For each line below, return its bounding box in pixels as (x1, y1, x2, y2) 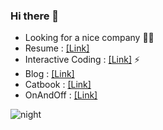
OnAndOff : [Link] (24, 89, 98, 101)
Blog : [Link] (24, 68, 75, 80)
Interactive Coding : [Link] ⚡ (24, 54, 141, 66)
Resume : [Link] (24, 42, 90, 54)
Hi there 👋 (10, 9, 60, 23)
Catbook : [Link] (24, 79, 92, 91)
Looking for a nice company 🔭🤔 (24, 32, 155, 44)
